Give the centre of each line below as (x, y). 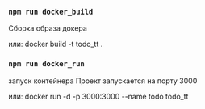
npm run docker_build (51, 12)
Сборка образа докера (48, 28)
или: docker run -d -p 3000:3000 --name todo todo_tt (98, 96)
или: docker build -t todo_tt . (56, 44)
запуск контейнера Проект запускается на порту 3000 (103, 81)
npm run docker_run (46, 64)
